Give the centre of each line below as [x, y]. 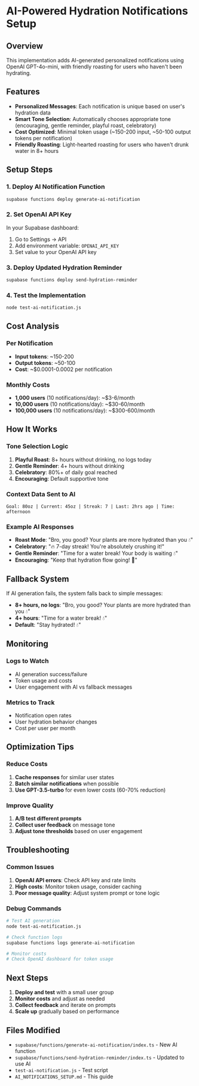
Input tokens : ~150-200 [44, 356]
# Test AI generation [33, 921]
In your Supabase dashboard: [43, 227]
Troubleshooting [38, 850]
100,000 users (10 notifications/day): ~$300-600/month [85, 411]
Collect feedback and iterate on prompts [65, 1005]
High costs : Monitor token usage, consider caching [78, 886]
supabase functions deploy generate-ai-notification [73, 199]
